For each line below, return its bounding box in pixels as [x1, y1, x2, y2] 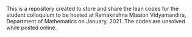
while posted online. [6, 24, 57, 31]
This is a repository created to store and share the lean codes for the [6, 5, 179, 12]
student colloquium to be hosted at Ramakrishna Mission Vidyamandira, [6, 11, 187, 18]
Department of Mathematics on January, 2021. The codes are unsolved [6, 18, 185, 24]
